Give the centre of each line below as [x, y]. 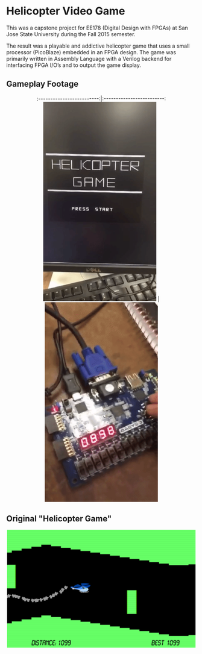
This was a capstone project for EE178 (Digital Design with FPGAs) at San [97, 28]
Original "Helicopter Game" [59, 519]
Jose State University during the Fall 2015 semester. [71, 34]
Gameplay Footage [43, 84]
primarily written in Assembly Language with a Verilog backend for [89, 58]
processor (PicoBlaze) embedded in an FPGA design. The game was [91, 52]
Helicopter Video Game [66, 11]
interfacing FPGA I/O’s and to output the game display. [74, 65]
